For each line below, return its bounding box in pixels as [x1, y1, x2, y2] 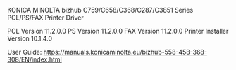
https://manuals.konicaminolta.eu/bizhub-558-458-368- [43, 48, 208, 56]
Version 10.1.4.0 [7, 34, 53, 43]
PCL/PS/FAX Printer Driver [7, 13, 84, 22]
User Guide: [7, 48, 42, 56]
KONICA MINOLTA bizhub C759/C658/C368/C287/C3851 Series [7, 6, 194, 14]
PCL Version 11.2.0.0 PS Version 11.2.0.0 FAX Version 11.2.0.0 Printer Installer [7, 27, 229, 35]
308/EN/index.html [7, 55, 62, 64]
